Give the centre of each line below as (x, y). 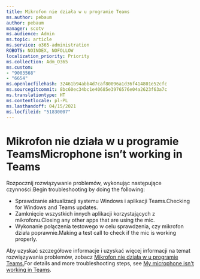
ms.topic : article (29, 39)
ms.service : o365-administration (48, 45)
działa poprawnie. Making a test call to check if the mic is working (96, 233)
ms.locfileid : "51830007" (38, 112)
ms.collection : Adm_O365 (37, 62)
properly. (26, 239)
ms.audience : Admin (31, 34)
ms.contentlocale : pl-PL (37, 100)
